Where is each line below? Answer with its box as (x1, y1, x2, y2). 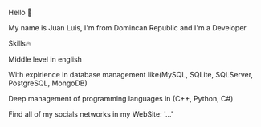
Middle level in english (8, 54, 83, 64)
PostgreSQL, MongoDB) (8, 78, 88, 88)
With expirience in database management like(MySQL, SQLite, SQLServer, (8, 70, 254, 79)
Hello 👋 (8, 8, 32, 17)
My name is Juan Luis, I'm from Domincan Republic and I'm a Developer (8, 23, 247, 32)
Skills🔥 (8, 38, 31, 48)
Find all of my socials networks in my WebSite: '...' (8, 109, 173, 119)
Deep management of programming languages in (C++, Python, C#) (8, 94, 234, 103)
